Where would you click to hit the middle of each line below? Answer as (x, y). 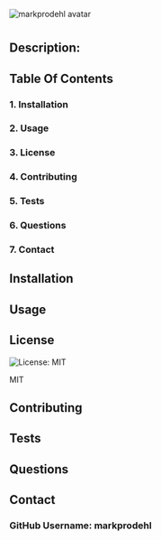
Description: (45, 48)
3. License (32, 153)
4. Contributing (44, 177)
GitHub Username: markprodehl (80, 526)
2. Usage (29, 128)
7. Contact (32, 250)
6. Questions (38, 226)
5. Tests (27, 201)
